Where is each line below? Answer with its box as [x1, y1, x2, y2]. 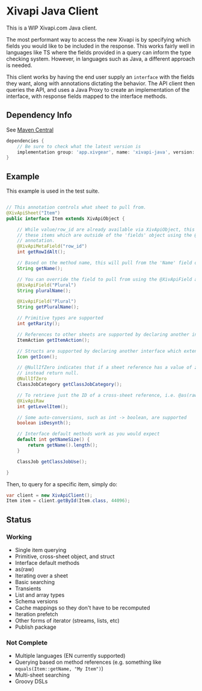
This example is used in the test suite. [6, 187, 100, 194]
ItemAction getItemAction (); [17, 337, 90, 343]
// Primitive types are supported [17, 315, 103, 321]
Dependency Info [6, 110, 72, 120]
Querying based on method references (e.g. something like [14, 658, 162, 666]
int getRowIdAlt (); [17, 249, 66, 255]
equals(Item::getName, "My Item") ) [14, 665, 103, 672]
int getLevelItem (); [17, 403, 69, 410]
